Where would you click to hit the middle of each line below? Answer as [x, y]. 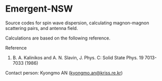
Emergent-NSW [39, 9]
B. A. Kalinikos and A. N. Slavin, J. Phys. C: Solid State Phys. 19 [78, 57]
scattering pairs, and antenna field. [42, 28]
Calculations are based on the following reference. [58, 38]
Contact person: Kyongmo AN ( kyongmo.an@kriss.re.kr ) [64, 73]
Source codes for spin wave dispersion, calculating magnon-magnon [77, 23]
